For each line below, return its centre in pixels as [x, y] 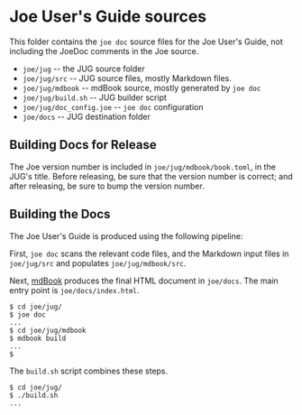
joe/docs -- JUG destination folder [86, 116]
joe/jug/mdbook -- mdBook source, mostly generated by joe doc [142, 88]
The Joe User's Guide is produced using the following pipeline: [126, 235]
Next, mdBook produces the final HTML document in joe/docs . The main [144, 281]
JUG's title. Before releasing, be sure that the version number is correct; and [151, 176]
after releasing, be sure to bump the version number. [107, 186]
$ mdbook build [38, 338]
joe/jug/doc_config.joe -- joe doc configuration [113, 106]
